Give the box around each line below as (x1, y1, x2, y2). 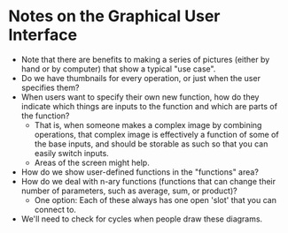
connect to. (34, 204, 77, 214)
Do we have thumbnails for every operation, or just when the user (20, 72, 261, 83)
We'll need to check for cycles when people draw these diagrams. (20, 214, 263, 224)
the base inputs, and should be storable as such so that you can (34, 139, 269, 149)
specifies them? (20, 82, 80, 93)
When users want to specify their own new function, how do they (20, 91, 260, 102)
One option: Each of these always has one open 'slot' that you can (34, 194, 276, 205)
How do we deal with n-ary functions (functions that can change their (20, 176, 276, 186)
